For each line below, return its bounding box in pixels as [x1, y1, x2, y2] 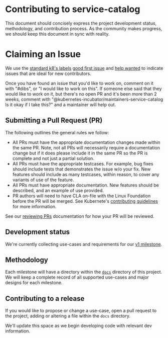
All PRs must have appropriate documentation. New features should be [12, 182, 159, 188]
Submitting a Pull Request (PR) [5, 116, 103, 125]
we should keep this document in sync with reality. [5, 31, 110, 37]
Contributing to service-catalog [5, 4, 140, 15]
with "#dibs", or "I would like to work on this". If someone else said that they [5, 86, 162, 92]
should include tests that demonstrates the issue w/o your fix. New [12, 166, 151, 172]
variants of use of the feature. [12, 177, 74, 183]
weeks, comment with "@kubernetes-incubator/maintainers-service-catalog [5, 96, 163, 102]
